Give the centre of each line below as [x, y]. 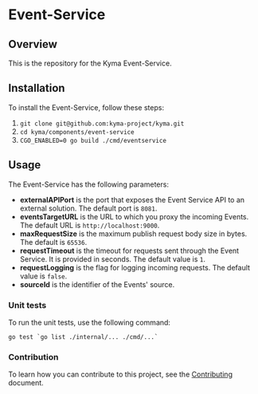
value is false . [43, 276]
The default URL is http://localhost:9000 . [90, 225]
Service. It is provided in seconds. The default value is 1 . [112, 259]
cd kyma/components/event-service [77, 132]
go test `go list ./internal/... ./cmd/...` [83, 337]
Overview [33, 44]
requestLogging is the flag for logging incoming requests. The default [135, 267]
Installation [37, 88]
